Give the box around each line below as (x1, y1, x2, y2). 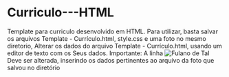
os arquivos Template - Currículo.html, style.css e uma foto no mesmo (7, 34, 206, 42)
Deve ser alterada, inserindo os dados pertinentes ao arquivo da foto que (7, 56, 215, 64)
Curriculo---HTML (7, 5, 115, 20)
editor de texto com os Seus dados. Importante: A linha (7, 49, 164, 57)
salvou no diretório (7, 63, 61, 72)
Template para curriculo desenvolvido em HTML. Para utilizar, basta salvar (7, 27, 219, 35)
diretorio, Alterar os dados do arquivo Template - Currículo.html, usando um (7, 42, 222, 50)
